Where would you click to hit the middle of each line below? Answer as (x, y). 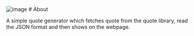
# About (39, 9)
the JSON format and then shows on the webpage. (68, 27)
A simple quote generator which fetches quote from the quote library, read (97, 21)
